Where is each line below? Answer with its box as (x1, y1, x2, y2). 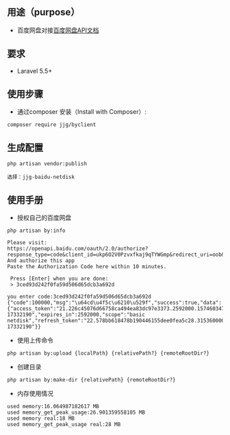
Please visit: (7, 239, 48, 246)
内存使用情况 (16, 390, 53, 398)
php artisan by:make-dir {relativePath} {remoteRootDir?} (7, 377, 176, 384)
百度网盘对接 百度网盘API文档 (16, 26, 99, 34)
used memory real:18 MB (7, 415, 75, 422)
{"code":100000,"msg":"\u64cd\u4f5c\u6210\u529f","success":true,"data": (7, 299, 222, 307)
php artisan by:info (7, 227, 66, 235)
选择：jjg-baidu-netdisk (7, 174, 75, 180)
